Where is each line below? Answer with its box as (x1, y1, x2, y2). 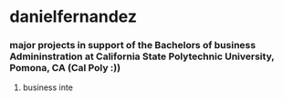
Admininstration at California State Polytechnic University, (9, 50, 275, 63)
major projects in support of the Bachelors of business (9, 39, 257, 52)
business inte (22, 82, 73, 93)
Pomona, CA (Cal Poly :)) (9, 62, 121, 75)
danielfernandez (9, 6, 137, 27)
